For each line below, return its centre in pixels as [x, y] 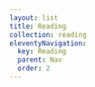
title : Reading [38, 26]
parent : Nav [40, 60]
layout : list [34, 18]
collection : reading [48, 34]
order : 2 [34, 69]
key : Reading [42, 52]
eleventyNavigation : [48, 43]
